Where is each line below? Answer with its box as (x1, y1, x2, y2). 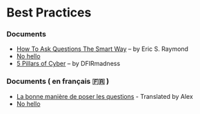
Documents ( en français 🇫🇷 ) (6, 77, 110, 87)
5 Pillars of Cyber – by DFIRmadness (16, 60, 121, 68)
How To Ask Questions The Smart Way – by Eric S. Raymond (16, 45, 189, 53)
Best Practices (6, 5, 92, 21)
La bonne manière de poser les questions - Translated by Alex (16, 92, 194, 100)
